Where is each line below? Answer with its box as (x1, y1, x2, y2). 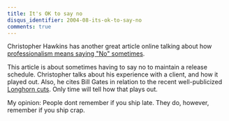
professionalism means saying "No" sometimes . (7, 49, 145, 58)
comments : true (7, 23, 52, 30)
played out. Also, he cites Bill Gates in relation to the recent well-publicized (7, 78, 223, 86)
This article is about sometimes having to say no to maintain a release (7, 63, 208, 72)
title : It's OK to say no (7, 10, 82, 17)
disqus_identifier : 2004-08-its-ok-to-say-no (7, 17, 142, 24)
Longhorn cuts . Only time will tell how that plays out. (7, 85, 158, 94)
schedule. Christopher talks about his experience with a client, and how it (7, 70, 219, 79)
